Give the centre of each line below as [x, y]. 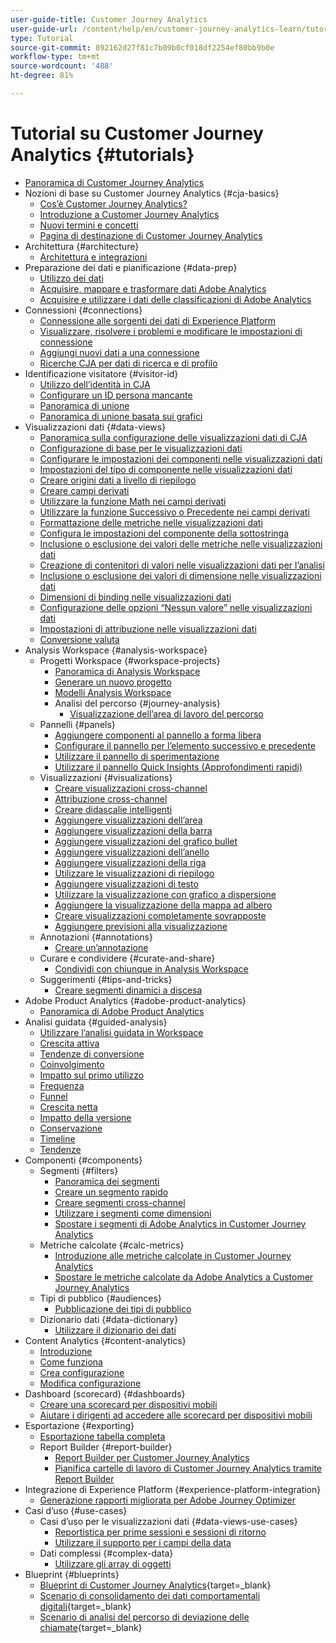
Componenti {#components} [83, 1160]
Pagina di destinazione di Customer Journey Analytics [151, 235]
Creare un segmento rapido [111, 1192]
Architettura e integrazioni [93, 257]
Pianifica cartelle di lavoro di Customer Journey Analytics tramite [188, 1468]
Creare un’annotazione [101, 947]
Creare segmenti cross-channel [120, 1202]
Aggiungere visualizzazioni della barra [133, 830]
